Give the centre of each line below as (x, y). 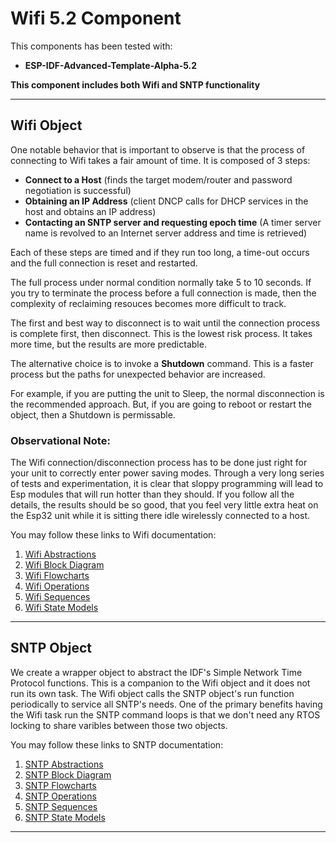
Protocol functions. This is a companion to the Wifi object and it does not (160, 683)
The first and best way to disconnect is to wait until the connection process (165, 323)
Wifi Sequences (57, 597)
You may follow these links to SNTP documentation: (117, 744)
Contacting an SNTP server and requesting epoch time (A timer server (173, 222)
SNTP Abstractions (64, 764)
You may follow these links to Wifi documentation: (113, 535)
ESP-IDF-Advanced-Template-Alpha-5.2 (111, 65)
